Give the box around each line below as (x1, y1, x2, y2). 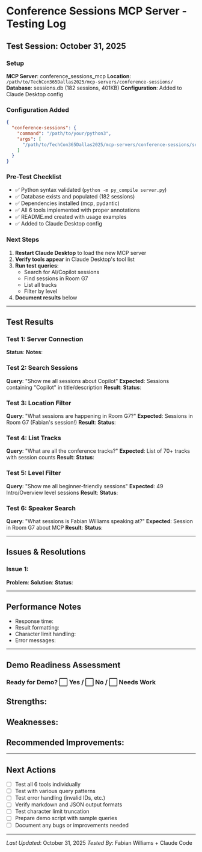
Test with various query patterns (14, 788, 96, 795)
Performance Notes (6, 602, 82, 612)
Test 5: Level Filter (6, 469, 61, 477)
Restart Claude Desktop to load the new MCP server (14, 249, 147, 256)
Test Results (6, 317, 54, 327)
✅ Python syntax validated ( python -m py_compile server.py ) (14, 186, 167, 194)
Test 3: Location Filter (6, 399, 72, 407)
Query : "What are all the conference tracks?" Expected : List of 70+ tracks (6, 447, 191, 455)
